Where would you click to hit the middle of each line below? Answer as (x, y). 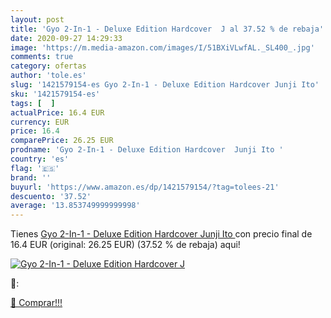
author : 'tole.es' (48, 76)
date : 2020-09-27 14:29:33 (66, 38)
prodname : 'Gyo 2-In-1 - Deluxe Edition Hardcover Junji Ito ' (147, 150)
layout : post (37, 19)
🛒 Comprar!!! (36, 303)
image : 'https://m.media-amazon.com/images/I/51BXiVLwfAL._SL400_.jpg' (162, 47)
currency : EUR (40, 122)
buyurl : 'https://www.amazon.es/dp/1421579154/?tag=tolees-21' (145, 187)
